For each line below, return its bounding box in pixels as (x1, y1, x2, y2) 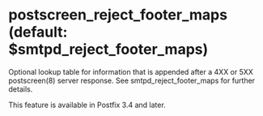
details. (8, 84, 33, 94)
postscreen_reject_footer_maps (8, 6, 228, 24)
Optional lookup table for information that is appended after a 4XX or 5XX (8, 67, 253, 76)
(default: (8, 23, 68, 41)
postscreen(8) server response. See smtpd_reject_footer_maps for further (8, 75, 256, 85)
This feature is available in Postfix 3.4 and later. (8, 100, 166, 110)
